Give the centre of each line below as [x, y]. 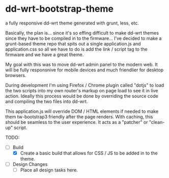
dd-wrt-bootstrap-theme [59, 9]
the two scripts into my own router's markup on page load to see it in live [82, 90]
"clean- [157, 122]
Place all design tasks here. [49, 170]
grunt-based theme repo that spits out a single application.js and [73, 43]
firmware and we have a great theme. [45, 55]
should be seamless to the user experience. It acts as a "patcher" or [77, 122]
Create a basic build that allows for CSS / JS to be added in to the [89, 153]
